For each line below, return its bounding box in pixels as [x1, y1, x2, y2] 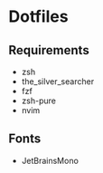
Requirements [8, 43, 89, 58]
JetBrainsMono [21, 155, 79, 166]
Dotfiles [8, 6, 69, 27]
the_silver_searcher [21, 76, 95, 87]
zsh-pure [21, 95, 56, 106]
